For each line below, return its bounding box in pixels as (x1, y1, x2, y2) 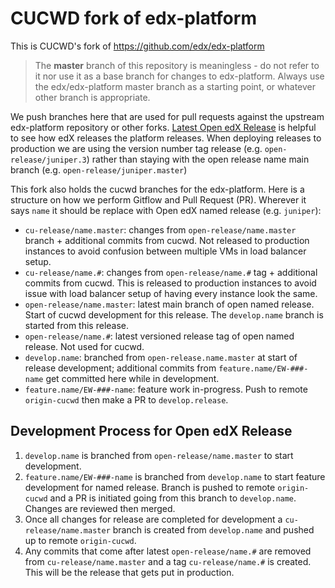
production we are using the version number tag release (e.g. (10, 142, 263, 154)
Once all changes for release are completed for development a (24, 513, 283, 525)
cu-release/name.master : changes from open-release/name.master (24, 223, 297, 236)
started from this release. (24, 319, 130, 331)
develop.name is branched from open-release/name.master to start (24, 449, 294, 461)
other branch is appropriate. (34, 91, 151, 103)
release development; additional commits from (24, 362, 217, 374)
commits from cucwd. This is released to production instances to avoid (24, 277, 317, 289)
